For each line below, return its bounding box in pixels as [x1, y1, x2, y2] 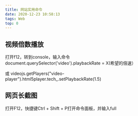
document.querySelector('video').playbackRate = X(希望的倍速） [5, 60, 136, 66]
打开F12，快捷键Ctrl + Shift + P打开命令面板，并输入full [5, 105, 116, 111]
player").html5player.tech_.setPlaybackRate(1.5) [5, 76, 101, 82]
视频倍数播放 [5, 40, 44, 48]
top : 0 [5, 21, 19, 26]
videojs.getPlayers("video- [10, 70, 65, 76]
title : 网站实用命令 [5, 7, 43, 12]
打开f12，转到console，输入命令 [5, 54, 70, 60]
